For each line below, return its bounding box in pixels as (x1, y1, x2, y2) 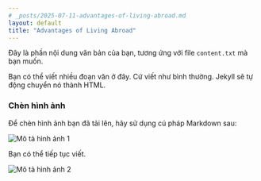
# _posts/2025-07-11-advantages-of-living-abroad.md (8, 11, 186, 20)
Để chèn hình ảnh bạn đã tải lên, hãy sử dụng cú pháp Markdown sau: (8, 118, 237, 128)
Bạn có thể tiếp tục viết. (8, 148, 86, 159)
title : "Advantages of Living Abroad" (8, 26, 136, 34)
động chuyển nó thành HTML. (8, 80, 106, 90)
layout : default (8, 19, 62, 27)
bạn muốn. (8, 56, 44, 66)
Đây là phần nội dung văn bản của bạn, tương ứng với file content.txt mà (8, 48, 248, 58)
